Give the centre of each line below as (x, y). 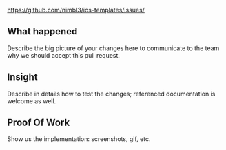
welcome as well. (32, 101)
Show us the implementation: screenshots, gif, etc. (79, 139)
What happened (42, 31)
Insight (22, 77)
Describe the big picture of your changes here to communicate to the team (113, 48)
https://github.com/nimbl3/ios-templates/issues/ (76, 10)
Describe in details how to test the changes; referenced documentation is (111, 94)
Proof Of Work (39, 123)
